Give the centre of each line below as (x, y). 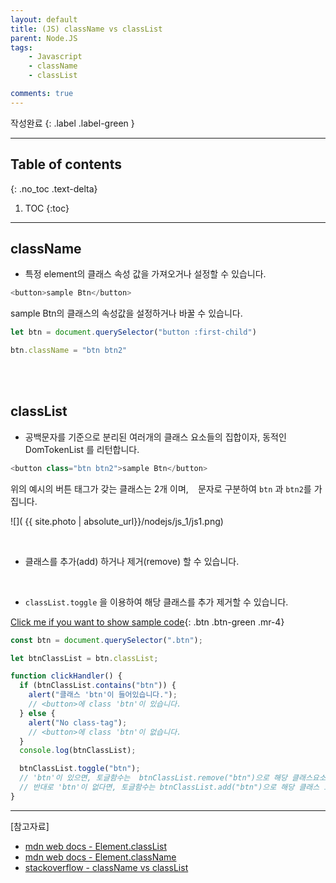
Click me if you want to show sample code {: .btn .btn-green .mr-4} (147, 622)
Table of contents (66, 164)
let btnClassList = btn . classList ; (84, 658)
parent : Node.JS (44, 38)
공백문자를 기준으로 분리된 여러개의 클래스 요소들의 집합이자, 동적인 (155, 437)
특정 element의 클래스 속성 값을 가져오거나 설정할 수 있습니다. (145, 274)
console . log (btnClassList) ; (78, 751)
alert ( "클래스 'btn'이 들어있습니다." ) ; (103, 695)
